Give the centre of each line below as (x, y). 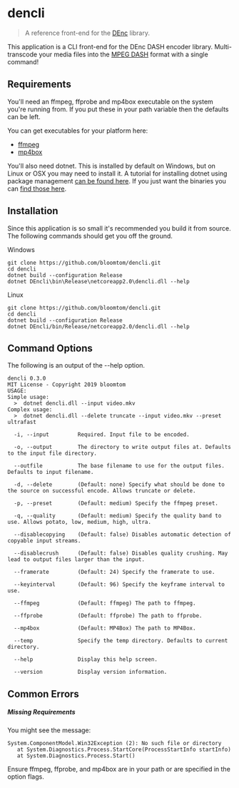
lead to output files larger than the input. (76, 560)
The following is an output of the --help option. (76, 365)
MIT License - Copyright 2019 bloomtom (67, 385)
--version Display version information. (91, 672)
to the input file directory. (52, 454)
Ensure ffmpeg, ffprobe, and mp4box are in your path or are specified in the (119, 769)
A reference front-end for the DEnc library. (87, 33)
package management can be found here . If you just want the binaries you (117, 181)
